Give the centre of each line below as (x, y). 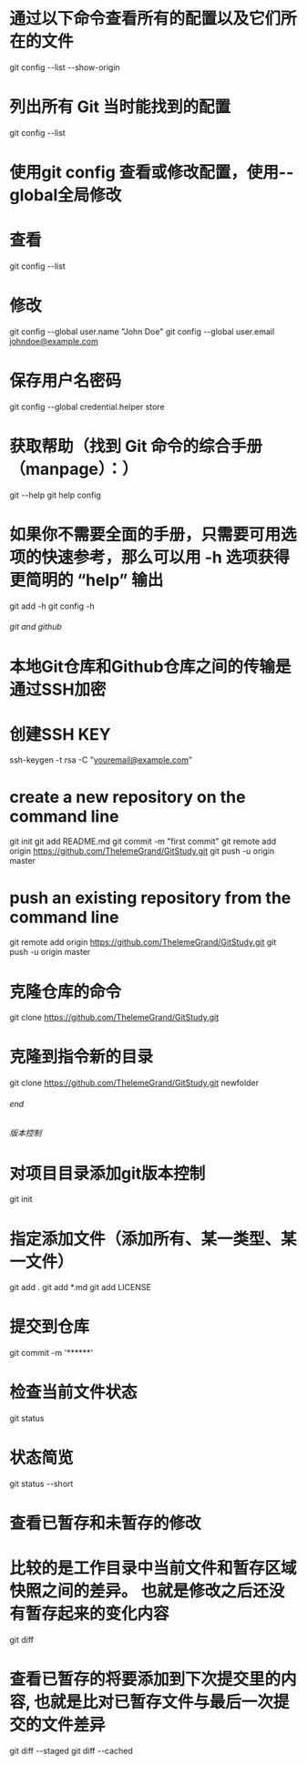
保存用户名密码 (66, 381)
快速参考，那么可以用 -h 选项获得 (165, 558)
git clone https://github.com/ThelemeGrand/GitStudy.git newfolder (134, 1083)
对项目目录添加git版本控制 (107, 1173)
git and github (36, 627)
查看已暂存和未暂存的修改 (106, 1524)
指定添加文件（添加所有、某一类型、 (145, 1239)
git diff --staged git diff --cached (72, 1751)
